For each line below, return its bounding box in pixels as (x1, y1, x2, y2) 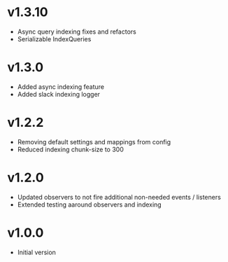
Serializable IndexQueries (17, 34, 92, 43)
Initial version (17, 248, 56, 256)
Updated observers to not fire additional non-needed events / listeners (17, 193, 222, 201)
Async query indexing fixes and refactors (17, 27, 136, 36)
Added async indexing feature (17, 82, 105, 91)
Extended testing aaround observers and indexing (17, 200, 162, 209)
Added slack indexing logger (17, 90, 100, 98)
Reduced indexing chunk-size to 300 (17, 145, 124, 153)
